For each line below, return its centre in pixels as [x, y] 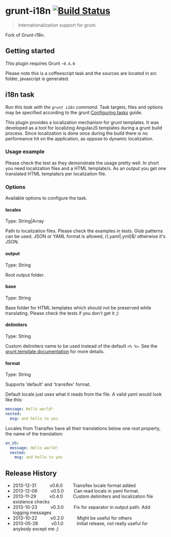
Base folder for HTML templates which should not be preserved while [78, 308]
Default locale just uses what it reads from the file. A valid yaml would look [83, 394]
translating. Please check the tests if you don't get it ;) [62, 313]
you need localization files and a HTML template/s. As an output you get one [86, 168]
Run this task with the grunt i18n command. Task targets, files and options [84, 107]
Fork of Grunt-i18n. [25, 35]
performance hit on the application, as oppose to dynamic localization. [79, 138]
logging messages [32, 512]
